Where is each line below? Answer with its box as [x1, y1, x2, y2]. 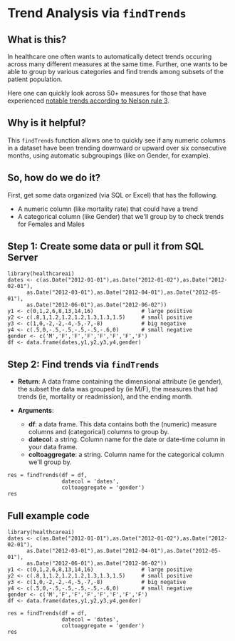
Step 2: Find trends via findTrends [7, 358, 160, 370]
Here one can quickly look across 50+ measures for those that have [7, 89, 207, 97]
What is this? [7, 34, 67, 46]
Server [7, 252, 38, 264]
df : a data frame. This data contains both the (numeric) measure [28, 420, 217, 429]
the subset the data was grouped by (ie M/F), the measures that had [17, 385, 219, 394]
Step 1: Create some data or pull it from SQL [7, 240, 204, 252]
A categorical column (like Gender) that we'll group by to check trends [17, 212, 224, 220]
